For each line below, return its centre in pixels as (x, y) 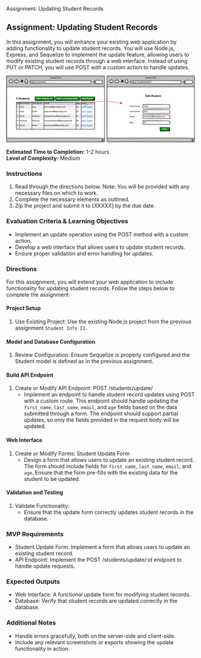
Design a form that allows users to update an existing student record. (109, 459)
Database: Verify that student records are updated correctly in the (96, 601)
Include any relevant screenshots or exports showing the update (94, 642)
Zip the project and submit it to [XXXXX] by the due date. (85, 206)
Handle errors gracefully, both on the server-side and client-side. (95, 636)
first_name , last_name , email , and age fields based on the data (100, 407)
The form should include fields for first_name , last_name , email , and (107, 466)
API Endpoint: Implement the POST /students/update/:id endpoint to (98, 560)
